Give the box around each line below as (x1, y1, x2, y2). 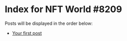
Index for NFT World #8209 (5, 4, 122, 15)
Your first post (12, 30, 42, 36)
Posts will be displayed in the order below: (5, 20, 93, 26)
